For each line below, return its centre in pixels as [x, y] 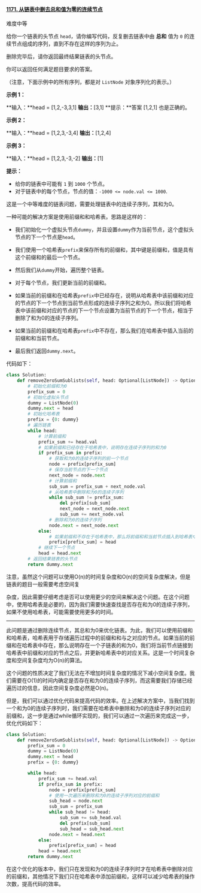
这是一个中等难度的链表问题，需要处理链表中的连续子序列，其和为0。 [92, 204]
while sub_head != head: [80, 812]
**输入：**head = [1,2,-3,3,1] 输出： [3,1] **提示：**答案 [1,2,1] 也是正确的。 [98, 107]
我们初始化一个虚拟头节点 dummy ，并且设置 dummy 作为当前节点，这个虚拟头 [104, 230]
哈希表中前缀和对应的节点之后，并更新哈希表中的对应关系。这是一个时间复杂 [100, 653]
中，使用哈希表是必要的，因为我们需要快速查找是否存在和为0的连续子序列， [100, 604]
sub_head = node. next [76, 801]
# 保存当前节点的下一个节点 [78, 470]
